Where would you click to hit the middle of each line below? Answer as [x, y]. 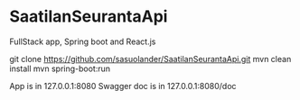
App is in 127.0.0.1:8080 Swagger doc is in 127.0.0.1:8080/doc [123, 86]
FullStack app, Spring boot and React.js [83, 41]
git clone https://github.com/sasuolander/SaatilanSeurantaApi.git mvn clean [150, 59]
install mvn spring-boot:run [60, 68]
